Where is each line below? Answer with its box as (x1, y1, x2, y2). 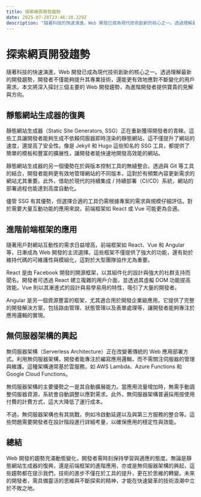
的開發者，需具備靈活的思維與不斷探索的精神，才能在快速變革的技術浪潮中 (6, 477, 190, 484)
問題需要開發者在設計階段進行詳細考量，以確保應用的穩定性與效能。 (11, 418, 179, 425)
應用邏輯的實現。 (6, 311, 48, 319)
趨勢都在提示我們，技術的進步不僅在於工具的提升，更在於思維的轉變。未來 (11, 469, 195, 477)
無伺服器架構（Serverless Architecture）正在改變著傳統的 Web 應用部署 (6, 348, 184, 355)
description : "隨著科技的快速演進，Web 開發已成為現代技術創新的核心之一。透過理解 (6, 20, 193, 26)
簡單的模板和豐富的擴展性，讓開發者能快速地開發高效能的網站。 (6, 150, 163, 157)
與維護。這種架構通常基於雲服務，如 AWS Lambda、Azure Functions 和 (6, 363, 182, 370)
